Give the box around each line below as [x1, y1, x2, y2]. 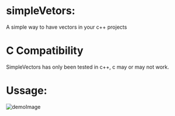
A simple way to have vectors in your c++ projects [6, 23, 128, 30]
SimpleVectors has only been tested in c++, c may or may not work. [6, 63, 170, 70]
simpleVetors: [6, 4, 76, 18]
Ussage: [6, 84, 47, 97]
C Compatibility [6, 44, 84, 57]
